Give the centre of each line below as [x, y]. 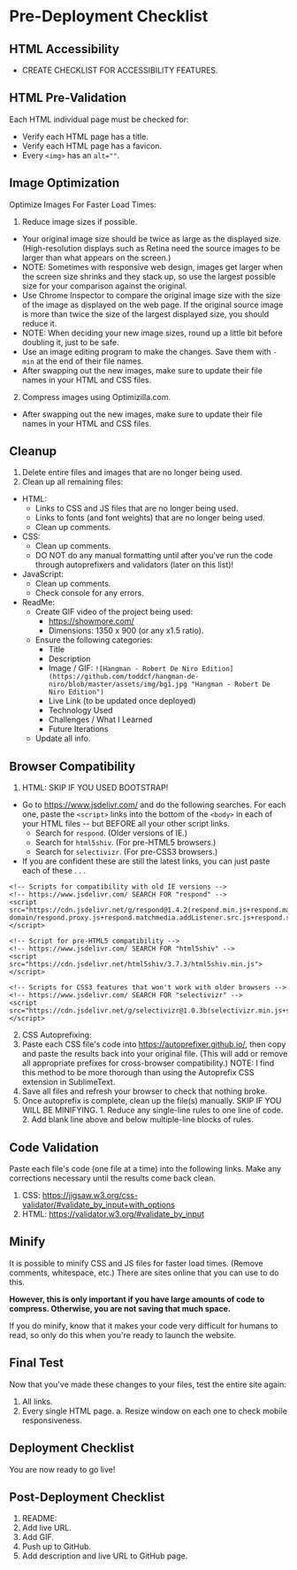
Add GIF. [38, 1537]
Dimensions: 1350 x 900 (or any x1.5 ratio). [126, 631]
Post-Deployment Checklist [87, 1497]
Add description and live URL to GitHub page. [105, 1556]
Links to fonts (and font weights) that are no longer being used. [150, 518]
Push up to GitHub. [56, 1547]
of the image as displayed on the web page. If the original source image [152, 304]
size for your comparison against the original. [104, 286]
